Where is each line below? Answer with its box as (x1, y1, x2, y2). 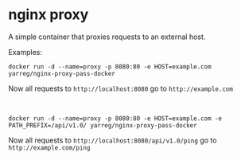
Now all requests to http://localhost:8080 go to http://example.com (8, 84, 233, 93)
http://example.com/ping (8, 143, 91, 152)
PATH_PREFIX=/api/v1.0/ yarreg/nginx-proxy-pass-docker (8, 121, 197, 129)
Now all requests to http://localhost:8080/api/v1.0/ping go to (8, 135, 217, 145)
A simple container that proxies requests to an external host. (8, 32, 206, 41)
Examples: (8, 47, 42, 57)
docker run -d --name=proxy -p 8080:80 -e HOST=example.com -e (8, 114, 223, 123)
